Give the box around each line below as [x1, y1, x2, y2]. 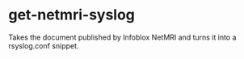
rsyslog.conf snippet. [8, 40, 79, 50]
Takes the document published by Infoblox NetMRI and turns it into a [8, 32, 237, 42]
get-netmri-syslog [8, 6, 136, 24]
